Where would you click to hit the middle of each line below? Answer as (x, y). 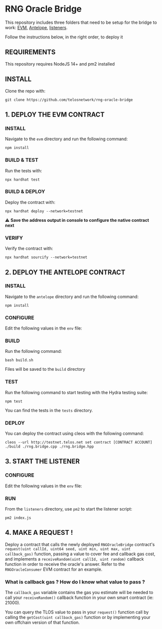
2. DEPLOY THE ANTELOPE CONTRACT (65, 272)
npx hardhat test (22, 180)
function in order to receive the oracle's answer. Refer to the (65, 564)
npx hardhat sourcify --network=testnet (46, 257)
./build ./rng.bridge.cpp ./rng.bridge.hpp (50, 447)
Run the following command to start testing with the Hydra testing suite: (76, 392)
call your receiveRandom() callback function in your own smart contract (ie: (79, 597)
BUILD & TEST (22, 160)
